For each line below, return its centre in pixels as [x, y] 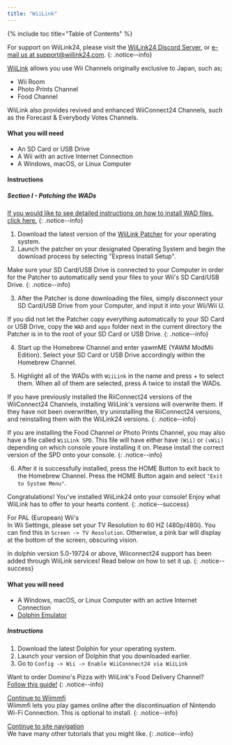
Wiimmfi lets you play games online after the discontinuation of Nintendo [111, 705]
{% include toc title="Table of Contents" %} [70, 34]
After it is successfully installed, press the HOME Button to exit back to [119, 469]
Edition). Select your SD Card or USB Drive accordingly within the [111, 355]
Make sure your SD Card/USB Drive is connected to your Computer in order [116, 270]
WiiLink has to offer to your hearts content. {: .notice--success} [98, 504]
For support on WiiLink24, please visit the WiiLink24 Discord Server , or [109, 47]
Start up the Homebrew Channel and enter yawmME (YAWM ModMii [115, 348]
